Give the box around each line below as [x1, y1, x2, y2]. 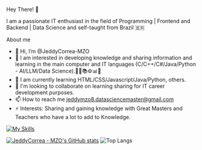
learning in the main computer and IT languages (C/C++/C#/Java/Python [14, 60, 196, 68]
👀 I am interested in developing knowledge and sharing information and [14, 54, 192, 61]
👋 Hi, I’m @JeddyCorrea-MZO [14, 48, 90, 54]
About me [6, 36, 31, 43]
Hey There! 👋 [6, 6, 39, 13]
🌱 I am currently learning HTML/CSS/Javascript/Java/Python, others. [14, 76, 186, 83]
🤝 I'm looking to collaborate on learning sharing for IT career [14, 82, 165, 90]
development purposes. [14, 89, 74, 96]
